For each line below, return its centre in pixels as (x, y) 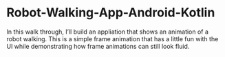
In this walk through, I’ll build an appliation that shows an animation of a (108, 32)
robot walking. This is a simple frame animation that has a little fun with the (112, 38)
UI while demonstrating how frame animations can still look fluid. (98, 46)
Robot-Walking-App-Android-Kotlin (111, 13)
